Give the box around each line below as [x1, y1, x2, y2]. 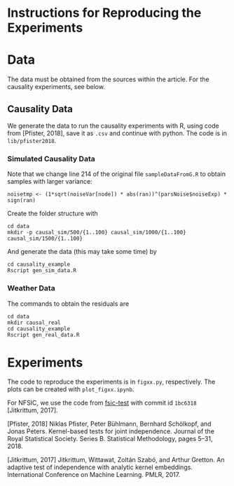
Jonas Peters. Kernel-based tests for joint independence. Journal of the [7, 427, 215, 436]
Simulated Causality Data [7, 154, 96, 163]
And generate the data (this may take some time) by [7, 248, 158, 256]
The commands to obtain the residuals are [7, 299, 130, 308]
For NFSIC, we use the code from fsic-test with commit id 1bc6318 [7, 398, 198, 407]
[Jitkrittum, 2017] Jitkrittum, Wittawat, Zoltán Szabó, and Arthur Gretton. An [7, 456, 225, 464]
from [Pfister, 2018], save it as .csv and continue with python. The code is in [7, 128, 228, 137]
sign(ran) [7, 197, 36, 204]
